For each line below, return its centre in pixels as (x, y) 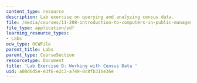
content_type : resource (35, 11)
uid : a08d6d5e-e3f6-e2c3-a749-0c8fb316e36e (60, 71)
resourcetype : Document (35, 60)
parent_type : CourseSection (40, 55)
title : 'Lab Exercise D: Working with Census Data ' (72, 66)
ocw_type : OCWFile (28, 44)
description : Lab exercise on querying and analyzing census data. (90, 17)
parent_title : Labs (30, 50)
